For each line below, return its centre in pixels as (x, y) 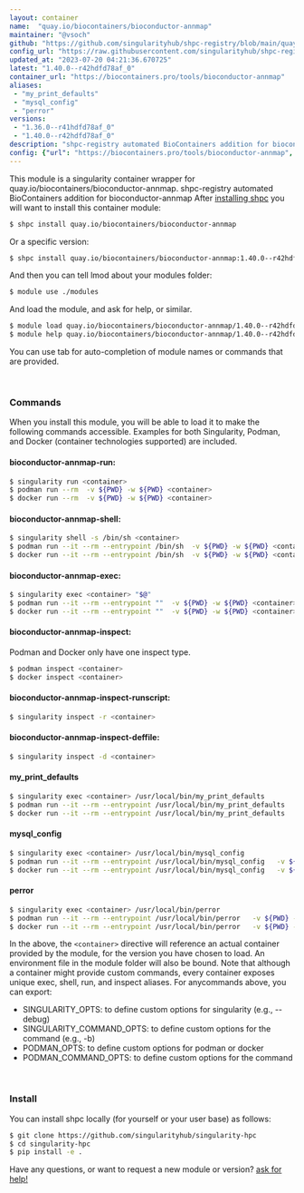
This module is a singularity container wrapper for (102, 179)
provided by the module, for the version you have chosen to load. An (137, 953)
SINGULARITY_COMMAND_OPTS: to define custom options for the (147, 1029)
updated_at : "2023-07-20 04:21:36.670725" (90, 60)
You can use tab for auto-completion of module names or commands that (146, 352)
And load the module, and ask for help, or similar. (101, 309)
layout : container (44, 18)
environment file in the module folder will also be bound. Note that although (150, 963)
